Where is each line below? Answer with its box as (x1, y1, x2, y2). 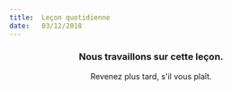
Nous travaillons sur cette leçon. (78, 51, 224, 63)
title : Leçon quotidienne (9, 12, 111, 22)
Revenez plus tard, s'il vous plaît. (90, 70, 212, 81)
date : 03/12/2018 (9, 21, 83, 30)
